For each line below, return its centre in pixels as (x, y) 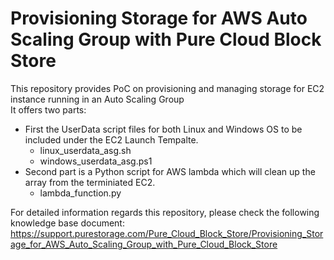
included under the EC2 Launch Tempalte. (111, 139)
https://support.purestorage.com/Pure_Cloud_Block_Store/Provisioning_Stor (167, 233)
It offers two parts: (48, 109)
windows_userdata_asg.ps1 (96, 161)
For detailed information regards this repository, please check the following (165, 212)
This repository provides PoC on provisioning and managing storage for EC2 (167, 88)
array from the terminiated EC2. (90, 182)
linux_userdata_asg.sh (85, 150)
